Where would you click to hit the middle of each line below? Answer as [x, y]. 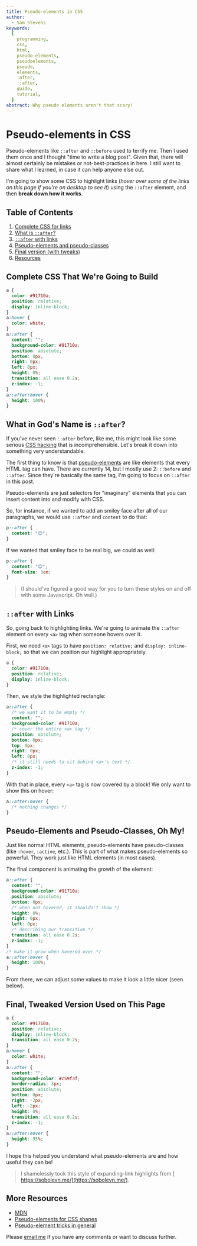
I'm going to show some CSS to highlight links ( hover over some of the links [98, 181]
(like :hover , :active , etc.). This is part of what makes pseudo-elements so [97, 851]
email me [35, 1237]
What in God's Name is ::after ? [66, 424]
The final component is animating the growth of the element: [80, 869]
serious [15, 445]
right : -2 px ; [27, 1101]
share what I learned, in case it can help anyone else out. [75, 170]
